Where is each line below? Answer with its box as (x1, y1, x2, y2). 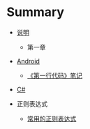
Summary (6, 4, 64, 20)
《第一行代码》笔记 (27, 71, 83, 79)
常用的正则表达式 (27, 114, 77, 123)
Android (16, 56, 40, 65)
